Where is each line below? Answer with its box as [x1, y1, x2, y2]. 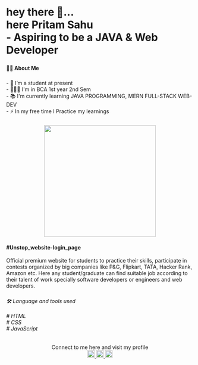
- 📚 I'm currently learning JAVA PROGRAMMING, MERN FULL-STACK [6, 92, 177, 100]
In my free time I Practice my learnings [14, 108, 109, 115]
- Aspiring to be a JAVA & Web [6, 31, 158, 44]
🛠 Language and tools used [6, 298, 76, 305]
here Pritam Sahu [6, 18, 93, 32]
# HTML [6, 313, 26, 320]
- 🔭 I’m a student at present [6, 80, 73, 87]
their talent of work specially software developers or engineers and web [6, 276, 183, 283]
